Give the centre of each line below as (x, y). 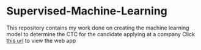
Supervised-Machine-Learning (87, 11)
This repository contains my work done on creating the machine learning (98, 28)
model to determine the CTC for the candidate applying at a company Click (101, 34)
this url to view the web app (41, 40)
